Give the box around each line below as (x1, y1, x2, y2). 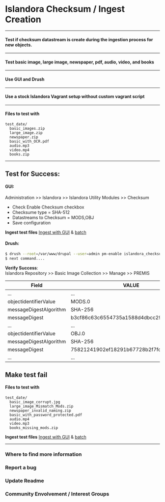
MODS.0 (70, 298, 90, 305)
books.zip (9, 151, 29, 157)
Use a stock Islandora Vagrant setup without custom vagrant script (5, 93, 145, 99)
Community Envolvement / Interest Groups (5, 490, 110, 497)
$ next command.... (5, 256, 45, 261)
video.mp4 (9, 148, 29, 152)
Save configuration (12, 220, 51, 226)
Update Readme (5, 477, 44, 484)
